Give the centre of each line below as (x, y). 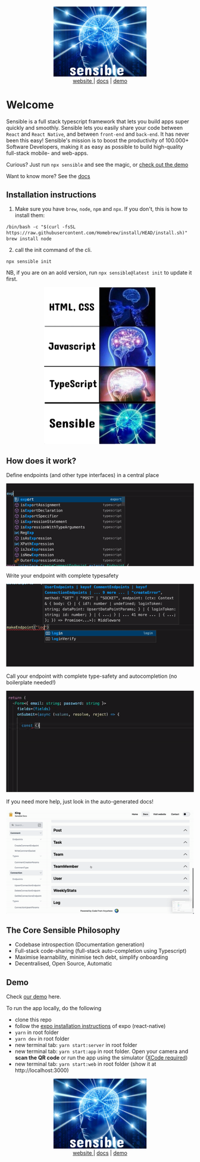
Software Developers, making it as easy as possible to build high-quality (95, 147)
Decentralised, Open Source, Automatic (63, 964)
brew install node (29, 239)
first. (12, 279)
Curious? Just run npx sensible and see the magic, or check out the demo (97, 164)
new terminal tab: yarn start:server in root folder (76, 1045)
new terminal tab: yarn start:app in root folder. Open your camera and (101, 1051)
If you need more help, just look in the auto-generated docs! (80, 801)
